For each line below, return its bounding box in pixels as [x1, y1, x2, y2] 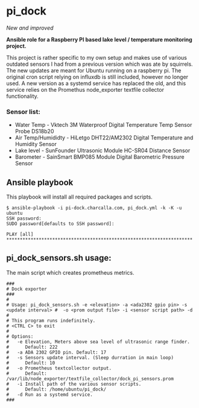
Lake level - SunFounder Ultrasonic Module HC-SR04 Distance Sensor [14, 147, 191, 155]
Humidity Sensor [14, 141, 57, 148]
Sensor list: [6, 107, 40, 116]
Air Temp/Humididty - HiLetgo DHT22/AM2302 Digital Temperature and [14, 134, 194, 141]
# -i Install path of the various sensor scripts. [6, 381, 142, 387]
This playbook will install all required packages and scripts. [6, 193, 153, 200]
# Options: [6, 333, 34, 339]
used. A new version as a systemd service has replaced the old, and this [6, 80, 186, 87]
